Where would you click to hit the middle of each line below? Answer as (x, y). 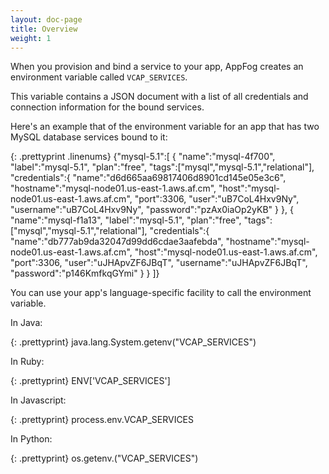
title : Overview (44, 29)
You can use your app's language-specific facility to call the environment (161, 293)
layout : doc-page (46, 19)
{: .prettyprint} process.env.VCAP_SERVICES (102, 420)
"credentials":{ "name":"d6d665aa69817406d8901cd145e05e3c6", (148, 178)
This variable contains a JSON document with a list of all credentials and (159, 97)
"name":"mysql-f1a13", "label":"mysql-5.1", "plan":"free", (126, 220)
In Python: (31, 439)
